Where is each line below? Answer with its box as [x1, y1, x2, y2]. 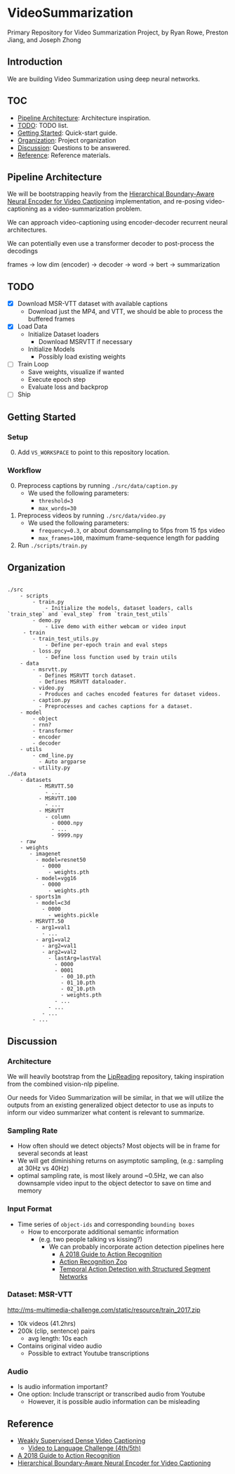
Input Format [7, 1204, 53, 1214]
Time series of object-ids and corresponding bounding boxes [17, 1220, 195, 1228]
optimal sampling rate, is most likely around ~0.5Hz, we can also [17, 1171, 204, 1180]
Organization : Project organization [17, 135, 117, 145]
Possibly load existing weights [38, 352, 126, 361]
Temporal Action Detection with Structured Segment [59, 1265, 210, 1273]
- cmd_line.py [32, 752, 74, 759]
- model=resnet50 [35, 856, 86, 864]
